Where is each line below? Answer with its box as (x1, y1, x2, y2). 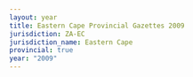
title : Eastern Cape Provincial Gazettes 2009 (9, 21, 185, 30)
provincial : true (9, 46, 74, 55)
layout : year (9, 12, 58, 22)
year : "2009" (9, 54, 58, 63)
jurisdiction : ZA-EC (9, 29, 86, 38)
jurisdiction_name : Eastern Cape (9, 37, 133, 47)
